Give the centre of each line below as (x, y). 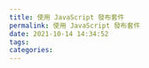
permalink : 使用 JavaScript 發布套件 (75, 26)
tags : (19, 42)
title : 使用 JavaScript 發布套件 (67, 17)
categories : (31, 50)
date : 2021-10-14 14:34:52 (59, 34)
